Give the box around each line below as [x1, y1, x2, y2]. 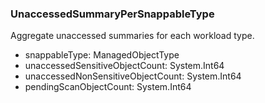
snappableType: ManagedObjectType [24, 49, 180, 61]
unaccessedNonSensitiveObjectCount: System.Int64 [24, 70, 242, 82]
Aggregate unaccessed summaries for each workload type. [10, 30, 255, 42]
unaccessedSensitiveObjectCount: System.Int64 [24, 60, 225, 72]
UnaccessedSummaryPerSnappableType [10, 7, 215, 21]
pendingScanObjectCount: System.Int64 [24, 81, 192, 93]
